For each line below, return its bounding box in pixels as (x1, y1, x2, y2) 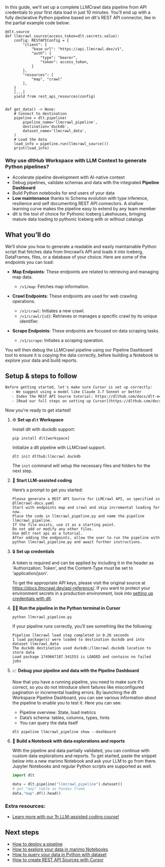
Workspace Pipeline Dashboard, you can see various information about (12, 695, 157, 701)
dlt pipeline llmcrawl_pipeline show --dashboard (12, 730, 116, 735)
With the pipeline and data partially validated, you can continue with (12, 748, 150, 754)
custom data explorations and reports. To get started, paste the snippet (12, 753, 157, 759)
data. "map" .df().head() (12, 791, 61, 796)
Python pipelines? (5, 163, 49, 170)
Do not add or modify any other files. (12, 527, 94, 532)
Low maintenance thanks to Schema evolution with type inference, (12, 195, 148, 201)
